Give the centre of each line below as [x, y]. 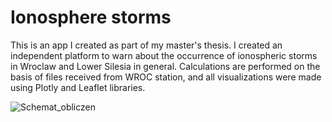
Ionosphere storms [91, 17]
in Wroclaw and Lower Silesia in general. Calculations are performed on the [165, 66]
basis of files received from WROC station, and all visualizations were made [166, 77]
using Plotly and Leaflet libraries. [78, 87]
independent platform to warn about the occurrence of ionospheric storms [164, 55]
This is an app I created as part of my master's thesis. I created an [146, 45]
